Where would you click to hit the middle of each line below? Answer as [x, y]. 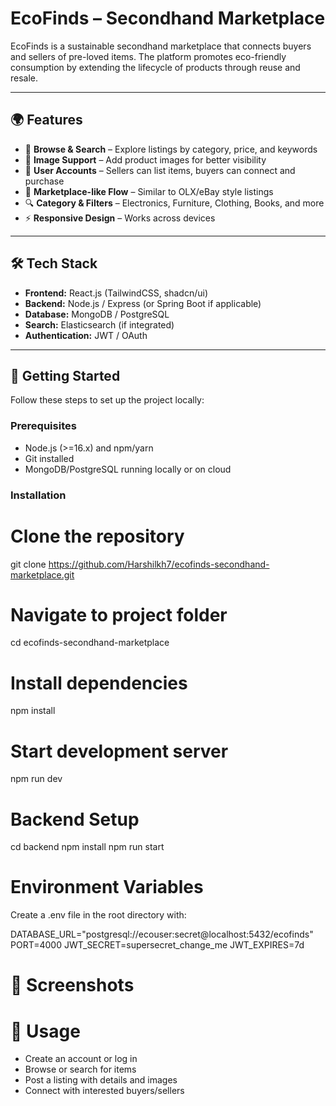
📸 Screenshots [72, 985]
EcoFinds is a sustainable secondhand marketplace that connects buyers [161, 46]
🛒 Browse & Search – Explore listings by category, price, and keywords [171, 149]
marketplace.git [42, 574]
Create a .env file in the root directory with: [98, 915]
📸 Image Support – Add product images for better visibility [145, 159]
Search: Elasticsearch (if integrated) [99, 324]
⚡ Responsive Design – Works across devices [120, 218]
